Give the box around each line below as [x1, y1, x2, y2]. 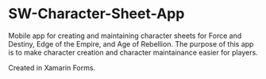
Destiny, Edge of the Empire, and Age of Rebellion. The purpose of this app [8, 39, 254, 48]
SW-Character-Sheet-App [8, 5, 185, 23]
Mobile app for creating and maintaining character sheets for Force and [8, 31, 242, 40]
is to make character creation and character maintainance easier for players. [8, 47, 258, 57]
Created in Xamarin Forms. [8, 62, 96, 72]
